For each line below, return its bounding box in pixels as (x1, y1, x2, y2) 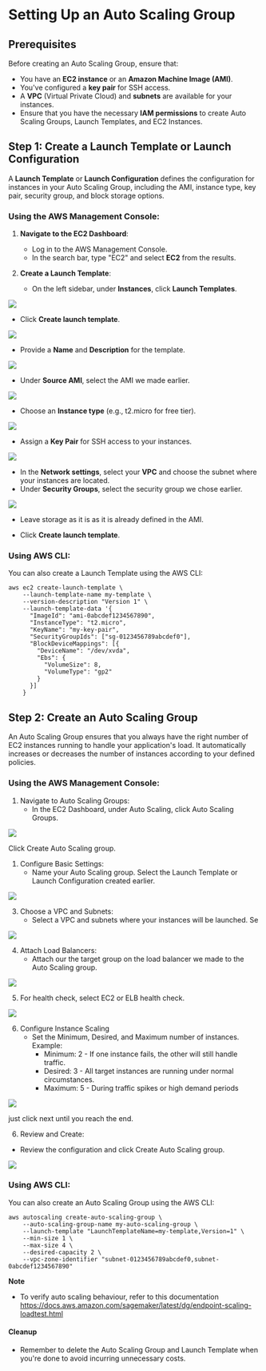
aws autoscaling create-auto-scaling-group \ (8, 1213, 162, 1221)
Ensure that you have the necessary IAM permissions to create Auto (19, 108, 246, 118)
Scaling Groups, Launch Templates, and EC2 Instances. (19, 117, 203, 126)
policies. (8, 758, 36, 767)
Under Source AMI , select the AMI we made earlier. (19, 376, 190, 385)
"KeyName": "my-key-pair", (29, 626, 120, 634)
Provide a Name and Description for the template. (19, 345, 185, 355)
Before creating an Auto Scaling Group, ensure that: (8, 58, 179, 68)
